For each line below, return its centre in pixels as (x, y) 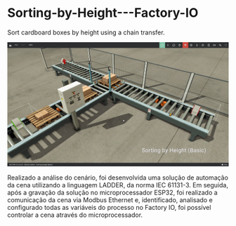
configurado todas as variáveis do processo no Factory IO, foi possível (109, 208)
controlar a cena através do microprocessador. (75, 215)
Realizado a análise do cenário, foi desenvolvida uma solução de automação (118, 178)
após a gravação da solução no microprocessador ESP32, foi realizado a (112, 193)
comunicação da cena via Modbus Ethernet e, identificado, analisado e (110, 200)
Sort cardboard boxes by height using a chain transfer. (86, 32)
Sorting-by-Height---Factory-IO (103, 13)
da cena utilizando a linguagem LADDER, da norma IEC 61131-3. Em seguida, (118, 185)
